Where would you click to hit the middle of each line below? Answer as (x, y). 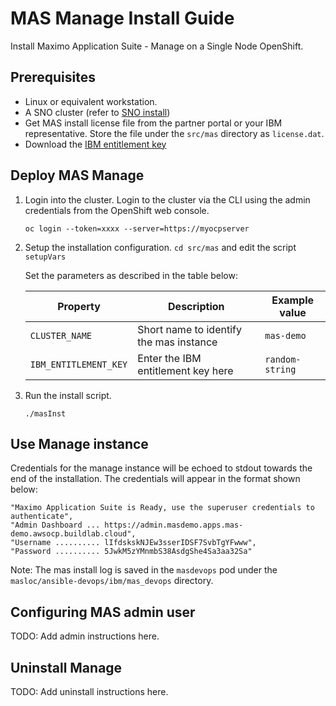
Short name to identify (189, 329)
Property (79, 306)
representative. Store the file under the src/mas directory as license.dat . (174, 133)
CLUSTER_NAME (61, 335)
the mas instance (177, 342)
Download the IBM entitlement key (95, 144)
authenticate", (42, 517)
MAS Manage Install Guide (122, 18)
